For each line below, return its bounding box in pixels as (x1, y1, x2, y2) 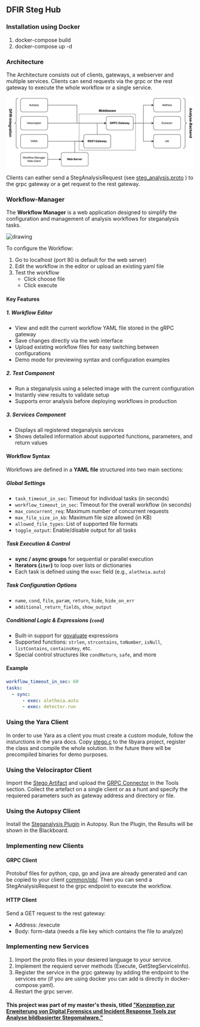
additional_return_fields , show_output (14, 603, 112, 610)
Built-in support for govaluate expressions (14, 632, 119, 639)
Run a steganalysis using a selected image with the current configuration (14, 385, 195, 392)
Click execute (23, 282, 58, 289)
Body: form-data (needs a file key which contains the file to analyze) (14, 927, 183, 935)
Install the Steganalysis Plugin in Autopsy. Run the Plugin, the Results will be (6, 821, 193, 828)
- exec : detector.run (21, 704, 76, 710)
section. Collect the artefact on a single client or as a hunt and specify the (6, 785, 188, 793)
